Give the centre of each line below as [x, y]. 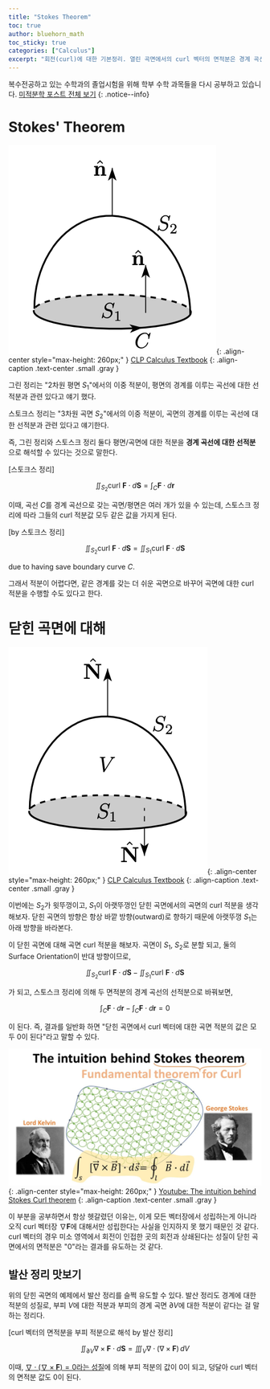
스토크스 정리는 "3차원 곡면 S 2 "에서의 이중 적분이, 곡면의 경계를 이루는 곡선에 [129, 414]
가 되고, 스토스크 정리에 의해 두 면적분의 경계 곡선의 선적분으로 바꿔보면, [121, 992]
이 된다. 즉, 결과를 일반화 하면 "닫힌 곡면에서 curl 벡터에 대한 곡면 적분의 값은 [129, 1027]
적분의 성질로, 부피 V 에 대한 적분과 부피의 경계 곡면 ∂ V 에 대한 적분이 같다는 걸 [130, 1305]
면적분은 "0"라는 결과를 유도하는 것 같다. [99, 1247]
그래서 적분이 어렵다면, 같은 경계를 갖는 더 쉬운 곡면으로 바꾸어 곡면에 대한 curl [131, 583]
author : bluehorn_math [46, 34]
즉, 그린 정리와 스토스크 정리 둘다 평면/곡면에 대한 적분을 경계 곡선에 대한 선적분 [132, 442]
